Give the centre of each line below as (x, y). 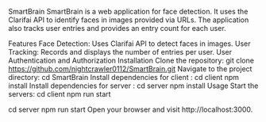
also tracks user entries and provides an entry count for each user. (117, 28)
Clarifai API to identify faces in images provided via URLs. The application (129, 20)
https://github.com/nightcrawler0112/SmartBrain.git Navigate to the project (130, 69)
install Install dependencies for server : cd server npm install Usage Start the (133, 86)
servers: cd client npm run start (60, 94)
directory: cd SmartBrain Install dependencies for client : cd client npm (124, 77)
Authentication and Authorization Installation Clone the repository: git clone (131, 60)
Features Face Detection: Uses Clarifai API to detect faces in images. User (130, 44)
